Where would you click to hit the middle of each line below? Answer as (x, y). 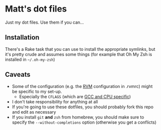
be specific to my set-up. (37, 91)
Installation (22, 37)
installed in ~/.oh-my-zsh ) (30, 59)
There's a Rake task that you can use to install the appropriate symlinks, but (80, 49)
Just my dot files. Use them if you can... (45, 22)
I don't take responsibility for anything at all (55, 101)
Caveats (18, 75)
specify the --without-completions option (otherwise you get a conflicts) (84, 122)
